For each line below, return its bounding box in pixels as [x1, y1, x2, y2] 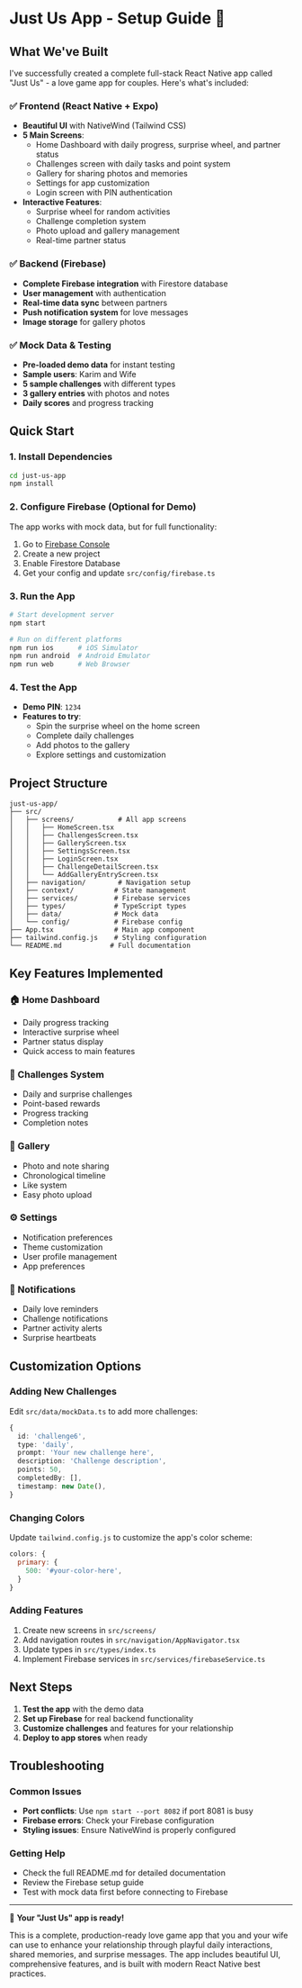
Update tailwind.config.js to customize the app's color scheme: [9, 1532, 253, 1543]
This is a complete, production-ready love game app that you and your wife [9, 1930, 289, 1941]
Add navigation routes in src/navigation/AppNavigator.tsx [22, 1634, 240, 1645]
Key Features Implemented [9, 965, 164, 980]
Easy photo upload [22, 1188, 93, 1200]
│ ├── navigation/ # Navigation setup [9, 878, 191, 888]
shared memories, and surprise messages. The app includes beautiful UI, [9, 1949, 281, 1960]
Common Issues [9, 1785, 83, 1797]
